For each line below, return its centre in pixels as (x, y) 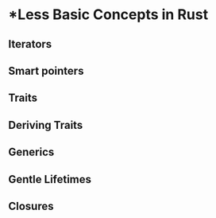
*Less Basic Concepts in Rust (108, 15)
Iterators (30, 44)
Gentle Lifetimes (50, 179)
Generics (31, 152)
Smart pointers (46, 70)
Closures (31, 206)
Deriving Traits (46, 125)
